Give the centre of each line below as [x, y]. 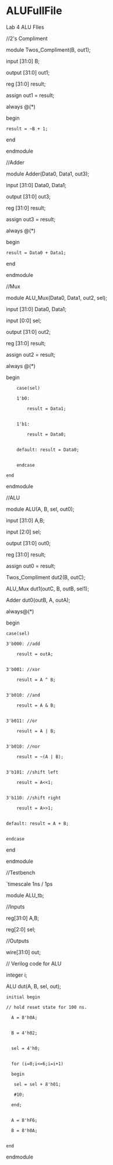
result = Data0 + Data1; [36, 253]
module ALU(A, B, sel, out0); [40, 509]
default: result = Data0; [48, 450]
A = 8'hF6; [24, 1120]
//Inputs [15, 906]
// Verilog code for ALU [34, 963]
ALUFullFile [34, 11]
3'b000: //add [23, 644]
